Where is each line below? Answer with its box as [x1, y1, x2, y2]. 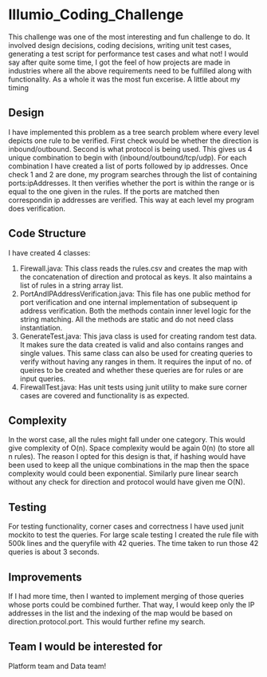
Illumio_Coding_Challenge [8, 6, 184, 24]
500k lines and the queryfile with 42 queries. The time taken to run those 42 [8, 539, 259, 548]
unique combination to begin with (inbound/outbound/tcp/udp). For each [8, 152, 247, 162]
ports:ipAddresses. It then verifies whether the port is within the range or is [8, 178, 255, 188]
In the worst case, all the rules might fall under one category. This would [8, 435, 245, 445]
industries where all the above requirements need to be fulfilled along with [8, 65, 253, 75]
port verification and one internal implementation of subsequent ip [19, 297, 238, 307]
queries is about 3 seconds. [8, 547, 100, 556]
